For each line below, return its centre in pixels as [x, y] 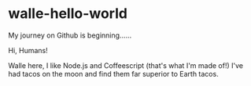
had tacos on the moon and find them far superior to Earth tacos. [113, 73]
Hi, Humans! [28, 50]
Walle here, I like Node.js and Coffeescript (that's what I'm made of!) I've [126, 65]
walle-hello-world [68, 14]
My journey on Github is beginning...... [70, 35]
